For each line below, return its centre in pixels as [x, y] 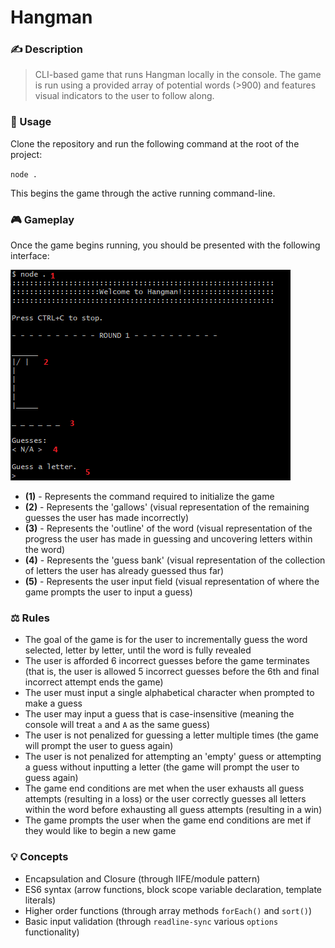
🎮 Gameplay [42, 219]
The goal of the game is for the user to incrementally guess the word [166, 640]
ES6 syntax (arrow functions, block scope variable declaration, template [173, 889]
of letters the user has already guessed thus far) [124, 571]
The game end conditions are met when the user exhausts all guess [164, 788]
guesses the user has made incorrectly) [107, 518]
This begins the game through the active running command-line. [143, 193]
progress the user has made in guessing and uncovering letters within [168, 539]
